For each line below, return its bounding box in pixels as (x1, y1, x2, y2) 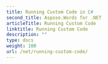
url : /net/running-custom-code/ (6, 49, 88, 55)
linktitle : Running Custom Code (6, 26, 88, 32)
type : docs (6, 37, 34, 43)
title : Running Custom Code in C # (6, 9, 94, 15)
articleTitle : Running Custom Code (6, 20, 96, 26)
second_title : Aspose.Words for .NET (6, 15, 102, 21)
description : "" (6, 32, 47, 38)
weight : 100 (6, 43, 36, 49)
